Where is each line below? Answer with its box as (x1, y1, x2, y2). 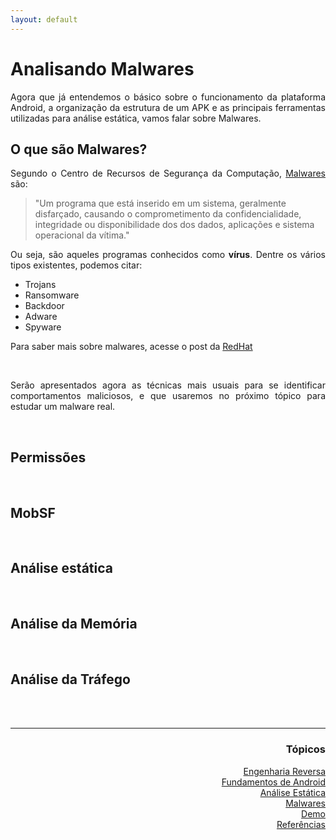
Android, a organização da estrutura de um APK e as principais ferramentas (10, 101, 326, 113)
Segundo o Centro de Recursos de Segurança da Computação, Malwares (10, 167, 326, 180)
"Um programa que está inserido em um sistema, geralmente (34, 197, 287, 210)
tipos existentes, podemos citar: (10, 259, 143, 271)
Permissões (10, 449, 87, 466)
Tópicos (285, 742, 326, 756)
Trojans (24, 279, 57, 291)
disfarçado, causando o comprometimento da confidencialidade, (34, 208, 302, 220)
